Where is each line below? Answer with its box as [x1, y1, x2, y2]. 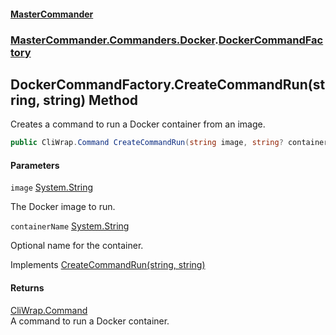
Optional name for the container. [10, 240, 144, 252]
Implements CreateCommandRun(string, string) [10, 259, 206, 271]
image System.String [10, 181, 94, 194]
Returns [10, 282, 45, 294]
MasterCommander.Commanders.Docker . [10, 33, 219, 47]
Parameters [10, 159, 60, 171]
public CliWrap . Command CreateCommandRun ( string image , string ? [10, 138, 284, 148]
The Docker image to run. [10, 201, 116, 213]
